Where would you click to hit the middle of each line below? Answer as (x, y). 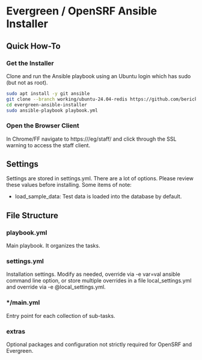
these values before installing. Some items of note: (69, 185)
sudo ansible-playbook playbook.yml (52, 110)
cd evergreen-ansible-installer (47, 105)
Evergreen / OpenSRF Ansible (82, 11)
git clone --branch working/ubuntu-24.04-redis (67, 99)
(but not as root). (27, 82)
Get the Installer (30, 63)
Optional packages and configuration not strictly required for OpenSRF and (99, 344)
